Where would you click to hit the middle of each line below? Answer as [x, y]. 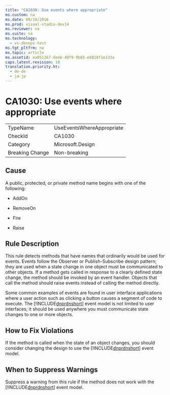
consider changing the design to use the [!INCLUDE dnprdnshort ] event [79, 348]
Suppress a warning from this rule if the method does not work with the [80, 382]
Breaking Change [28, 152]
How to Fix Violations [39, 331]
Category [19, 144]
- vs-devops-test [28, 43]
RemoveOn [24, 208]
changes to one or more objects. [39, 315]
